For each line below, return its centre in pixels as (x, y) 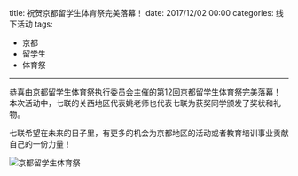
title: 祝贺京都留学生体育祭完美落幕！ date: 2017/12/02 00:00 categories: (141, 13)
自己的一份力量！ (40, 144)
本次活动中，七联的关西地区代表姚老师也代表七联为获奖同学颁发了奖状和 (141, 103)
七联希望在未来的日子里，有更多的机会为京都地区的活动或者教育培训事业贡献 (149, 133)
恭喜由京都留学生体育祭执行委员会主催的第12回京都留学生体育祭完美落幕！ (145, 92)
